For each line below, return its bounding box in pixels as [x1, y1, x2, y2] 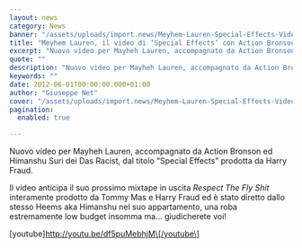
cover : [9, 96, 34, 106]
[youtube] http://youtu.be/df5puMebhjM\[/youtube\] [9, 228, 200, 239]
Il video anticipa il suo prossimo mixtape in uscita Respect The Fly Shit [9, 182, 270, 193]
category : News [9, 22, 67, 31]
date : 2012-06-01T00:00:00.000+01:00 [9, 80, 151, 89]
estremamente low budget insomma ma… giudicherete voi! [9, 211, 227, 222]
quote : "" [9, 55, 47, 64]
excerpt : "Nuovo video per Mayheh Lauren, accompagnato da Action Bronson [9, 47, 296, 56]
